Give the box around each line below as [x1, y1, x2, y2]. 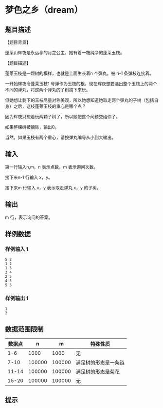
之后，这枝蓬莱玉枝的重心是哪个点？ [13, 103, 86, 109]
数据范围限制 [5, 325, 44, 333]
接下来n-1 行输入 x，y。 [5, 174, 53, 180]
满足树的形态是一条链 [75, 359, 125, 366]
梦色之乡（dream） [5, 4, 83, 16]
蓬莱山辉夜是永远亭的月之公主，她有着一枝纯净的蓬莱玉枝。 [5, 50, 125, 55]
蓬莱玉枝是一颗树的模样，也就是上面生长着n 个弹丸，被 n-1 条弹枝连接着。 [5, 70, 154, 76]
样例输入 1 [5, 245, 29, 252]
